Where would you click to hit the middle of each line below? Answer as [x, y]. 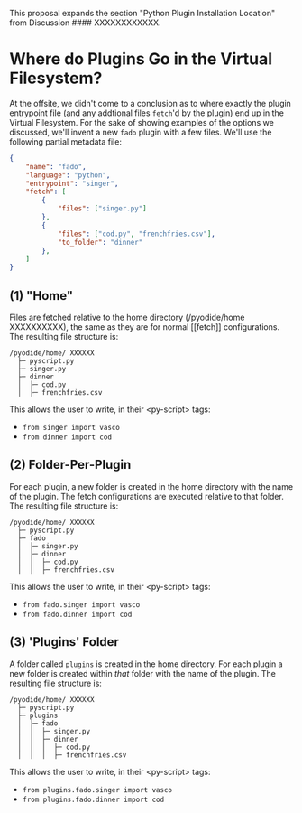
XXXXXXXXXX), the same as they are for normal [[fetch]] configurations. [145, 327]
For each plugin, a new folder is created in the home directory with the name [151, 486]
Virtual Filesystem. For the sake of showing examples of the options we [142, 122]
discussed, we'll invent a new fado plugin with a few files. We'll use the [141, 132]
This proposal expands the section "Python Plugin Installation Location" [142, 13]
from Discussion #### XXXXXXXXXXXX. [85, 23]
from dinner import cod [67, 437]
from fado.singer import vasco [81, 604]
